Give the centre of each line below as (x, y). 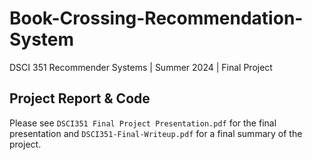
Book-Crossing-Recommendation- (156, 18)
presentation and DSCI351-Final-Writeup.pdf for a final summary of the (156, 133)
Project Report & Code (80, 98)
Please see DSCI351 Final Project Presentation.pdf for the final (143, 123)
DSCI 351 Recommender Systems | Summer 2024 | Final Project (141, 67)
